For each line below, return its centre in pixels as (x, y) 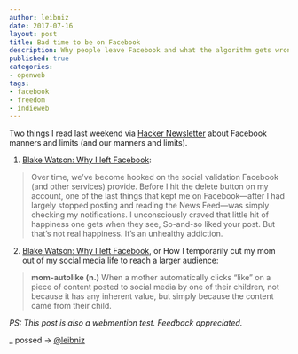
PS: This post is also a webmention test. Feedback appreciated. (126, 323)
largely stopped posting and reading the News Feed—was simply (150, 206)
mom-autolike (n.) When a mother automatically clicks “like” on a (151, 278)
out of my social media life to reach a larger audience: (120, 260)
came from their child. (71, 306)
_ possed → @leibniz (47, 340)
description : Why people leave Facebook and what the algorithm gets (141, 51)
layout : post (33, 34)
